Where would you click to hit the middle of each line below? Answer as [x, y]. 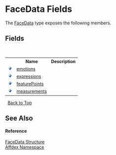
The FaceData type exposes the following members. [58, 23]
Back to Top [19, 102]
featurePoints [30, 84]
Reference [16, 131]
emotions [26, 69]
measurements [32, 91]
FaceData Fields [39, 9]
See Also [19, 118]
